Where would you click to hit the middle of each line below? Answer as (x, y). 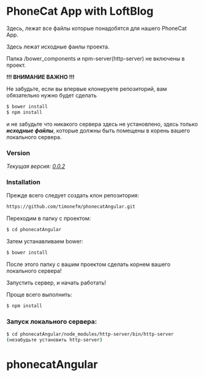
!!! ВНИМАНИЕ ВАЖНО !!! (40, 77)
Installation (24, 182)
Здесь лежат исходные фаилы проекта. (58, 47)
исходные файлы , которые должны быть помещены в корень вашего (98, 131)
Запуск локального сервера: (52, 321)
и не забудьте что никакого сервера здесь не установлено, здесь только (102, 124)
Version (18, 153)
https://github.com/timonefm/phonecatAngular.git (71, 207)
